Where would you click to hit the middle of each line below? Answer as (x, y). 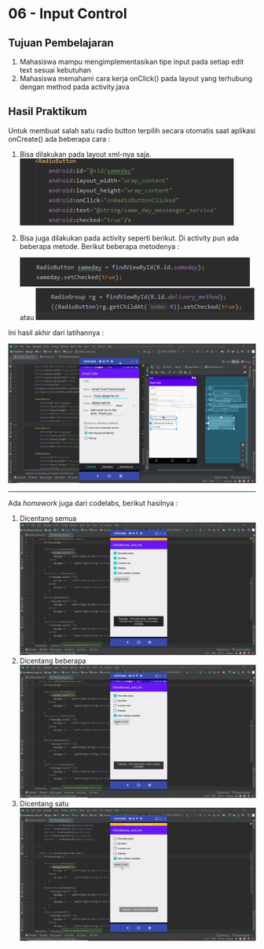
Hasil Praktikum (48, 112)
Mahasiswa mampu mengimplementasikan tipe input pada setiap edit (132, 61)
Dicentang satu (44, 804)
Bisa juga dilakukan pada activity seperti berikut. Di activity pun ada (129, 238)
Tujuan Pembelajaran (61, 43)
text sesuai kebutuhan (55, 70)
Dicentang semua (48, 518)
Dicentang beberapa (53, 661)
